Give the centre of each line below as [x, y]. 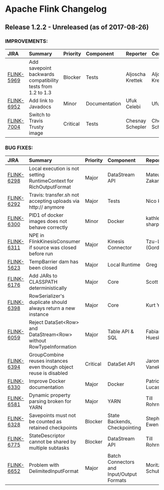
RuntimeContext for [51, 181]
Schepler [136, 127]
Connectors [121, 462]
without [38, 341]
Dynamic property [50, 395]
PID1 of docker [46, 215]
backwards [42, 74]
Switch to [40, 115]
